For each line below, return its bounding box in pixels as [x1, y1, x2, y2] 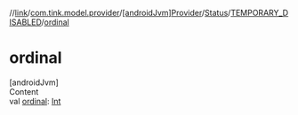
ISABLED [9, 17, 42, 27]
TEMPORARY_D [230, 8, 289, 18]
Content [9, 86, 39, 96]
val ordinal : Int [9, 96, 61, 106]
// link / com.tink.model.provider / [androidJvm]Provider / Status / [9, 8, 231, 18]
